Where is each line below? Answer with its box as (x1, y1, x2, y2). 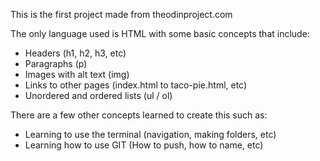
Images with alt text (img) (24, 69, 130, 80)
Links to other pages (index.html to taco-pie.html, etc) (24, 79, 248, 91)
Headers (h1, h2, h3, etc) (24, 47, 127, 59)
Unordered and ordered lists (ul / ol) (24, 90, 173, 101)
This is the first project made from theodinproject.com (10, 9, 233, 20)
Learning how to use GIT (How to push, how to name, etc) (24, 139, 264, 151)
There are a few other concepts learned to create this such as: (10, 109, 268, 121)
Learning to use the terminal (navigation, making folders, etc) (24, 129, 277, 140)
